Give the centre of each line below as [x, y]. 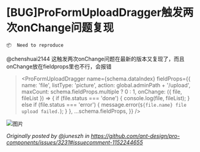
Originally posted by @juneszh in [48, 136]
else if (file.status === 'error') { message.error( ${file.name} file [104, 104]
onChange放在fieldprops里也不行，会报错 [59, 66]
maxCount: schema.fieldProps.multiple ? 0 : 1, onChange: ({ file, [102, 92]
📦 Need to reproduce [35, 45]
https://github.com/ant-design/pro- [135, 136]
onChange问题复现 [66, 28]
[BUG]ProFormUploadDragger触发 [95, 13]
